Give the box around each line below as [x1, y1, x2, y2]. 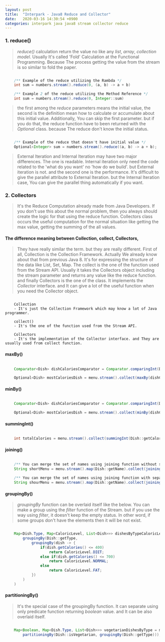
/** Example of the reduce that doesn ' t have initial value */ [14, 140, 146, 145]
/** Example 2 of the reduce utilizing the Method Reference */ [14, 92, 148, 97]
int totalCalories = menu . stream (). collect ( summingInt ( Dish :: [14, 436, 144, 441]
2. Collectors [5, 192, 37, 199]
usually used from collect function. [5, 341, 82, 346]
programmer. [5, 311, 29, 316]
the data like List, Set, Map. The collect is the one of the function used [17, 262, 159, 268]
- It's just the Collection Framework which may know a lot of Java [14, 306, 157, 311]
